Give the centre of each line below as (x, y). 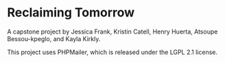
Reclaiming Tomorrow (71, 13)
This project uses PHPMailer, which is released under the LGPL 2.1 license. (113, 52)
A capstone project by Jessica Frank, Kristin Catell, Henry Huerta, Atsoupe (113, 32)
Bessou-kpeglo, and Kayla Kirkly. (54, 38)
